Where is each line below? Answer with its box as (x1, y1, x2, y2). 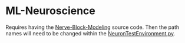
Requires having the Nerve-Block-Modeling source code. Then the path (5, 24, 180, 31)
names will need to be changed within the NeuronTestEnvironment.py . (5, 29, 176, 37)
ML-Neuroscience (5, 4, 95, 18)
